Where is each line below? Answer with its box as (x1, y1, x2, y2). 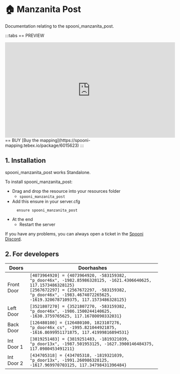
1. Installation (5, 156, 46, 165)
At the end (12, 216, 33, 222)
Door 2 (7, 359, 23, 366)
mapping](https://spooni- (39, 137, 91, 143)
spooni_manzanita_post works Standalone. (5, 169, 91, 175)
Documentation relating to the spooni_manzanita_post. (5, 23, 114, 29)
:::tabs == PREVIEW (5, 32, 45, 38)
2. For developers (5, 250, 59, 258)
